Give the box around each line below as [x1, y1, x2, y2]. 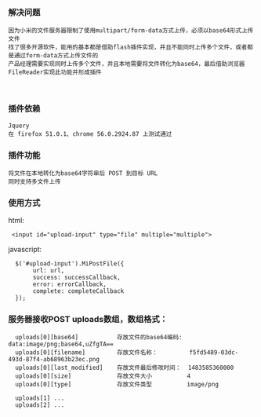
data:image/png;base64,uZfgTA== [8, 340, 114, 349]
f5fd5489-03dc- [189, 349, 239, 357]
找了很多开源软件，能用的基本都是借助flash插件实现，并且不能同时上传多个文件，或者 [8, 43, 248, 52]
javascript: [8, 245, 42, 254]
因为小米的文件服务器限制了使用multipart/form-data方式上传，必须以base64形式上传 [8, 27, 254, 35]
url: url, [32, 267, 65, 275]
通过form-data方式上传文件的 [13, 52, 99, 60]
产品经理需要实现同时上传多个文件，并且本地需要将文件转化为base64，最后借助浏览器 [8, 60, 245, 68]
